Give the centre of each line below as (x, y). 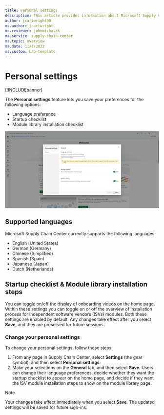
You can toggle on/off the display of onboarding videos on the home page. (80, 304)
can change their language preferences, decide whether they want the (83, 373)
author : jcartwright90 (28, 21)
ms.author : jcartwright (29, 26)
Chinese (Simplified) (33, 253)
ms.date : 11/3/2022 (25, 46)
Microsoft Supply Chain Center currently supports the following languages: (81, 233)
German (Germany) (31, 248)
